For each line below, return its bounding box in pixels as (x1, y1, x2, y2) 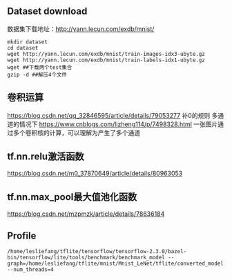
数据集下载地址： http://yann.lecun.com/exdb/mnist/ (7, 24, 155, 33)
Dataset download (7, 6, 88, 17)
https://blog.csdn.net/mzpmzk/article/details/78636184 (7, 210, 165, 218)
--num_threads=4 (7, 266, 54, 273)
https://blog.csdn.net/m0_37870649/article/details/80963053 (7, 169, 183, 178)
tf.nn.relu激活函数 (7, 151, 84, 163)
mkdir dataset (7, 38, 48, 46)
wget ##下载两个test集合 (7, 63, 72, 71)
